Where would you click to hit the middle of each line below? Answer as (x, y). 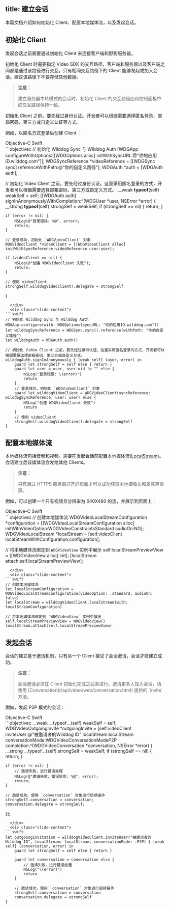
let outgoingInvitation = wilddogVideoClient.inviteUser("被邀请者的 (78, 837)
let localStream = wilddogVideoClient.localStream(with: (67, 602)
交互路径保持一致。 (42, 105)
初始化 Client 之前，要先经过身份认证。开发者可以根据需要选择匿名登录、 (81, 116)
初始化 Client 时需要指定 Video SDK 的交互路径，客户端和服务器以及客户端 (83, 64)
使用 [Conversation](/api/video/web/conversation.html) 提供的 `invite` (90, 690)
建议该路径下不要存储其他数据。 (47, 77)
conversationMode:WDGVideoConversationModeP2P (61, 740)
